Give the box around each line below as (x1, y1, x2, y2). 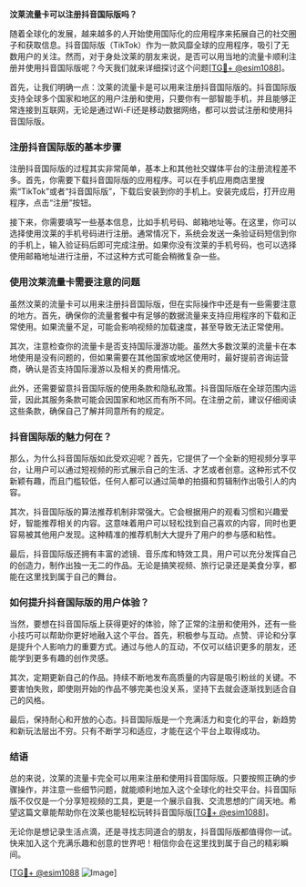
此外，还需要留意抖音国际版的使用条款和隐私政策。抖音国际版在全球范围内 (9, 382, 289, 393)
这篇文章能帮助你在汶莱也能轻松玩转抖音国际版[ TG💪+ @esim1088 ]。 (16, 807, 274, 818)
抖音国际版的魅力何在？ (9, 430, 112, 443)
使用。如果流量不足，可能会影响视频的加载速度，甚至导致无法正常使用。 (16, 321, 289, 331)
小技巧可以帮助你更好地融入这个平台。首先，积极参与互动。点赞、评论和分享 (9, 630, 297, 641)
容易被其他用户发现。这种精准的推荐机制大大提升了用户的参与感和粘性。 (9, 528, 280, 540)
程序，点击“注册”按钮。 (9, 198, 97, 209)
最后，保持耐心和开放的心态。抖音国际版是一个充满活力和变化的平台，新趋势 (9, 714, 297, 725)
